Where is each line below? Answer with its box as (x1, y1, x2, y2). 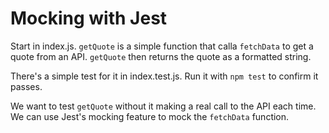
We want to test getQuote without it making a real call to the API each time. (10, 100, 317, 112)
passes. (10, 80, 43, 92)
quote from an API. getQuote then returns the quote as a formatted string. (10, 50, 312, 62)
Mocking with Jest (10, 7, 168, 30)
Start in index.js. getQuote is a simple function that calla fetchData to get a (10, 40, 314, 52)
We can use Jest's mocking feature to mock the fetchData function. (10, 110, 290, 122)
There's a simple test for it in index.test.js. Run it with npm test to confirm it (10, 70, 319, 82)
